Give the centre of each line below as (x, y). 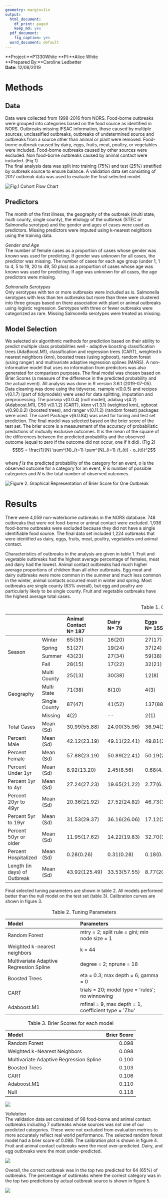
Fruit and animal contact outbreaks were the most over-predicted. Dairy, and (84, 1146)
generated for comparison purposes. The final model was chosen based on (83, 373)
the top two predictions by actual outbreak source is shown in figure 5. (78, 1181)
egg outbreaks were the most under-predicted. (53, 1151)
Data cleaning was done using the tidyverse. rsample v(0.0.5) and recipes (81, 389)
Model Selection (31, 329)
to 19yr (16, 823)
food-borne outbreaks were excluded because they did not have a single (80, 528)
